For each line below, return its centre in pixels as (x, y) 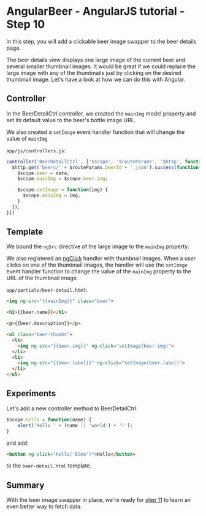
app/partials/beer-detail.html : (47, 290)
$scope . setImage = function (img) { (63, 190)
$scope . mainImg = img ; (51, 196)
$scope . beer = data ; (44, 173)
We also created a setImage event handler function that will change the (96, 132)
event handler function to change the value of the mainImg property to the (99, 272)
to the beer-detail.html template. (49, 466)
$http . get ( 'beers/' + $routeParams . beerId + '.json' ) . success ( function (105, 167)
